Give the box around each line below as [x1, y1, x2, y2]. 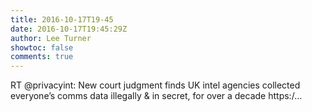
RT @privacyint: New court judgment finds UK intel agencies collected [10, 79, 301, 91]
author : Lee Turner [10, 33, 92, 43]
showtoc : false [10, 42, 74, 53]
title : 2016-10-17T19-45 [10, 14, 114, 25]
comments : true [10, 52, 74, 62]
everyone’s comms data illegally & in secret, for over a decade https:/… [10, 90, 303, 102]
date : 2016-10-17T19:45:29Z [10, 24, 128, 34]
